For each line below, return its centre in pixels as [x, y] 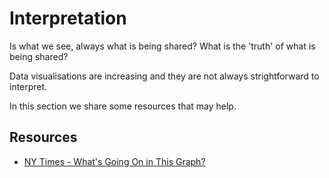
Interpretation [68, 18]
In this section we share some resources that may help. [123, 106]
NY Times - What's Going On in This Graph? [114, 161]
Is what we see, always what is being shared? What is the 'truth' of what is [162, 46]
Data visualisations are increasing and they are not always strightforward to [164, 76]
